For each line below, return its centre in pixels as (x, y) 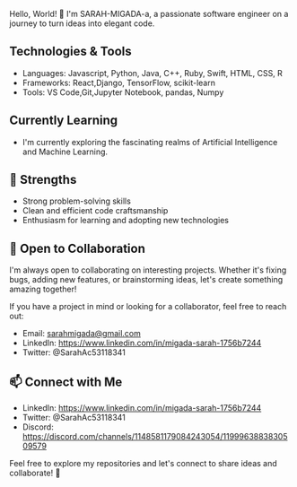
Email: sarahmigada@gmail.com (81, 334)
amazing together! (43, 289)
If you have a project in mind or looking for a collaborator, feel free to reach (148, 307)
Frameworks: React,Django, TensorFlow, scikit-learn (118, 83)
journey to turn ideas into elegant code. (82, 23)
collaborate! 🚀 (35, 473)
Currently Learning (64, 121)
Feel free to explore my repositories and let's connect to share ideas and (144, 464)
